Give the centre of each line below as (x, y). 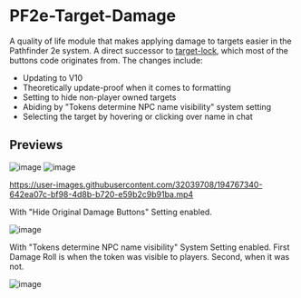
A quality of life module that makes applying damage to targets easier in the (150, 41)
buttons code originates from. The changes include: (107, 60)
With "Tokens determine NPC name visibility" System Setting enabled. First (150, 247)
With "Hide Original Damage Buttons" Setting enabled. (111, 212)
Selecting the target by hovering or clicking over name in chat (138, 116)
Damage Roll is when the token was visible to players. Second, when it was (150, 256)
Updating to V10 (53, 77)
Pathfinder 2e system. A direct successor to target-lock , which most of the (149, 50)
